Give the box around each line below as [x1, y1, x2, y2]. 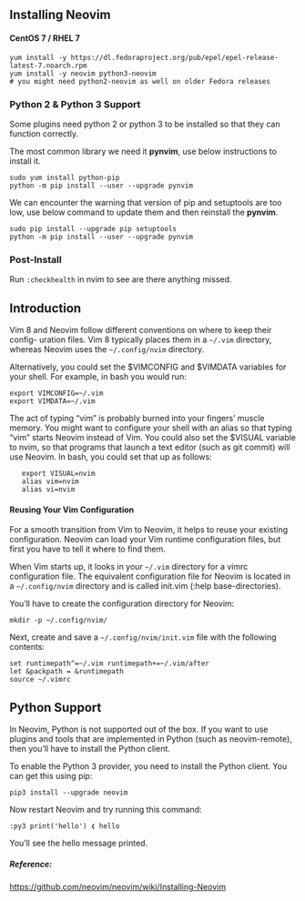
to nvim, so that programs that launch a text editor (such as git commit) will [9, 441, 290, 452]
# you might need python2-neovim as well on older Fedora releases [9, 76, 271, 86]
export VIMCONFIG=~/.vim [9, 389, 104, 398]
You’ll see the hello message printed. [9, 837, 148, 849]
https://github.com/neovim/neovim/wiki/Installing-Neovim [9, 881, 226, 892]
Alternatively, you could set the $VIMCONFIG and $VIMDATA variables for [9, 361, 287, 372]
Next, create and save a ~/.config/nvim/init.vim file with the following [9, 632, 277, 643]
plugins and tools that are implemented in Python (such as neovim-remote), [9, 734, 293, 744]
